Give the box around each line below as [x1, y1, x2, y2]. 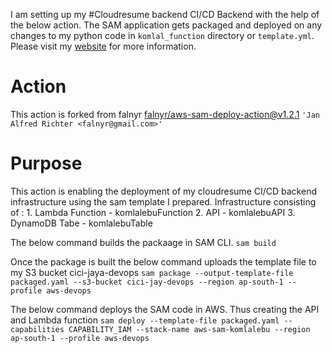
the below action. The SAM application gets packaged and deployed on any [10, 19, 323, 31]
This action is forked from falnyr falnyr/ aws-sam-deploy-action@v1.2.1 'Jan [10, 108, 320, 120]
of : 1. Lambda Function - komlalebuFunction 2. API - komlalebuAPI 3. [10, 206, 296, 218]
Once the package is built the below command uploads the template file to [10, 255, 317, 268]
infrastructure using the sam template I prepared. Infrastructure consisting [10, 195, 317, 208]
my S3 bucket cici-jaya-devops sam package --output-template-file [10, 266, 294, 278]
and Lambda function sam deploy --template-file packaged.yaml [10, 314, 280, 326]
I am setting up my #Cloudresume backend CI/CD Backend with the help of [10, 9, 320, 20]
